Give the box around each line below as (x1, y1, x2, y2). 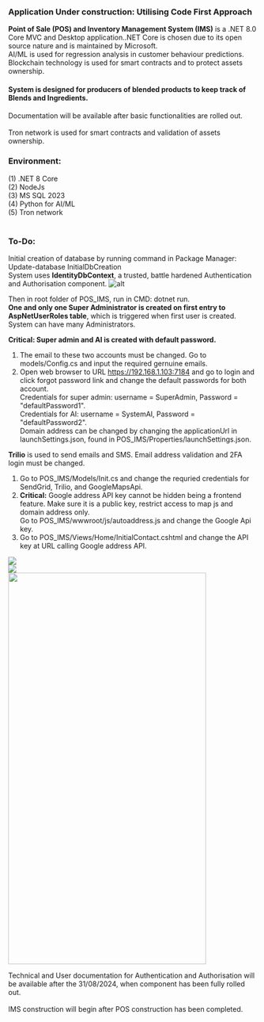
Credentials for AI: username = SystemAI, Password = (19, 409, 196, 419)
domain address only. (19, 507, 90, 517)
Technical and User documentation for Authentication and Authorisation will (8, 970, 255, 981)
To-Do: (8, 235, 36, 247)
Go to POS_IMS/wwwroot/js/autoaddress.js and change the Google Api (19, 516, 251, 526)
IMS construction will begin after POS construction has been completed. (8, 1005, 243, 1014)
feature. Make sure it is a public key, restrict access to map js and (19, 499, 233, 509)
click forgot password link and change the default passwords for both (19, 376, 247, 385)
